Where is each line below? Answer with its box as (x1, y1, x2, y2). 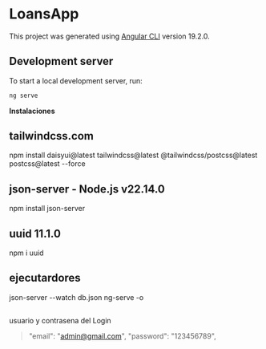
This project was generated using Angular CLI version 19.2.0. (9, 31, 211, 41)
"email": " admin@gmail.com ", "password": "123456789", (28, 331, 217, 341)
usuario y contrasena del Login (9, 316, 111, 326)
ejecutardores (9, 271, 81, 285)
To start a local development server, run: (9, 75, 143, 85)
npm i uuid (9, 248, 44, 258)
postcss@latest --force (9, 159, 87, 168)
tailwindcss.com (9, 129, 95, 143)
